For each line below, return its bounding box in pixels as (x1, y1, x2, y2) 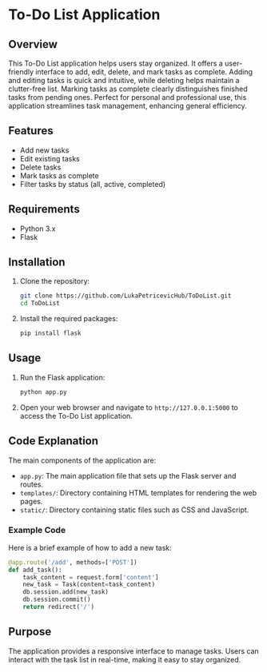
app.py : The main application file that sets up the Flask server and (19, 471, 237, 480)
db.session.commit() (22, 595, 91, 604)
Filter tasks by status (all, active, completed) (19, 179, 166, 189)
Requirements (8, 202, 80, 217)
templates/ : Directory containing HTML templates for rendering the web (19, 487, 257, 497)
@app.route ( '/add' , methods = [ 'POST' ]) (8, 558, 137, 567)
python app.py (19, 388, 67, 396)
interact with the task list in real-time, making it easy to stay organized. (8, 654, 241, 664)
